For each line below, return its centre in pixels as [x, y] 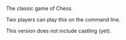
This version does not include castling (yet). [59, 31]
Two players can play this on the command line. [63, 19]
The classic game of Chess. [39, 8]
